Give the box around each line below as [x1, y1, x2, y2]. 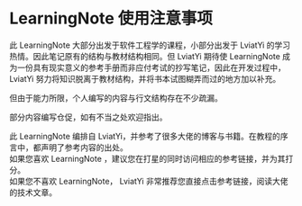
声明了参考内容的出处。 [40, 141, 128, 153]
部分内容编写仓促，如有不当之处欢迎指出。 [9, 112, 168, 122]
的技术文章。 [9, 186, 57, 198]
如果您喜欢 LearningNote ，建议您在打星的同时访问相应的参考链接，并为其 [9, 153, 286, 164]
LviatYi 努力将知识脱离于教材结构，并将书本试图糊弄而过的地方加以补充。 [9, 73, 281, 84]
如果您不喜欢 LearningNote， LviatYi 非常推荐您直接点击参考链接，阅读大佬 [9, 175, 288, 186]
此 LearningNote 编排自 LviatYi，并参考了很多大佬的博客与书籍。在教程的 [9, 130, 281, 141]
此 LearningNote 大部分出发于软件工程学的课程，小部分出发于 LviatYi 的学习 [9, 40, 291, 50]
